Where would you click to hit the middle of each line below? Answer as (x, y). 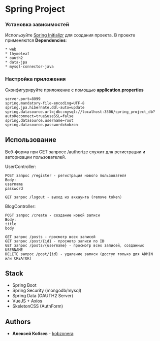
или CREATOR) (18, 258)
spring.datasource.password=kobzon (42, 125)
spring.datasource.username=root (39, 120)
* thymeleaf (17, 54)
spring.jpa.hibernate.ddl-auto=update (45, 107)
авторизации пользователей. (36, 157)
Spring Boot (24, 285)
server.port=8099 (23, 99)
